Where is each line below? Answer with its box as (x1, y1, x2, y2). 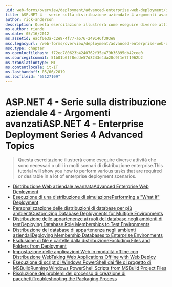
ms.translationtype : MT (5, 60, 56, 65)
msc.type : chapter (5, 46, 45, 51)
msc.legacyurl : (5, 41, 38, 46)
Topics (5, 140, 35, 152)
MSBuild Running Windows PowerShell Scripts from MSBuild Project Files (12, 264, 167, 271)
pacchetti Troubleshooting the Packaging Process (12, 275, 117, 282)
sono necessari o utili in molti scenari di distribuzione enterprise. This (17, 162, 163, 168)
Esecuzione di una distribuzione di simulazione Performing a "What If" (12, 194, 160, 200)
